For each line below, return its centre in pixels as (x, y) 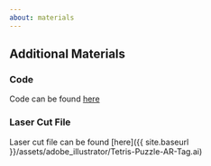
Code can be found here (55, 99)
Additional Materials (68, 54)
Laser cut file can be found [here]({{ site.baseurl (99, 142)
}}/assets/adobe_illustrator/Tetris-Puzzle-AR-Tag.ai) (106, 151)
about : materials (42, 17)
